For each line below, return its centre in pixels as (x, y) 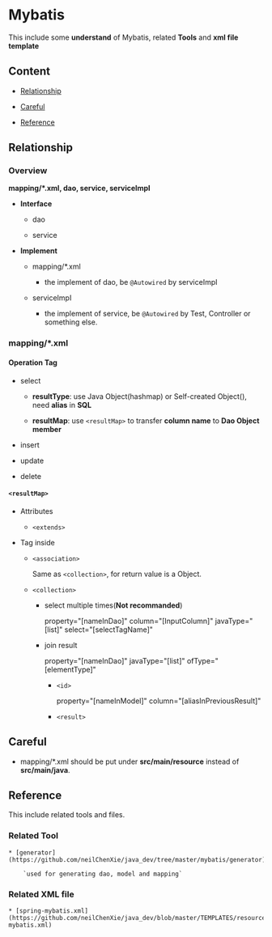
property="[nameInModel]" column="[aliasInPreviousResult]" (159, 701)
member (47, 429)
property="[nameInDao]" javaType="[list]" (115, 660)
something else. (71, 322)
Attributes (36, 511)
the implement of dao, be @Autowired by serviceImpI (131, 282)
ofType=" (202, 660)
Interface (36, 204)
